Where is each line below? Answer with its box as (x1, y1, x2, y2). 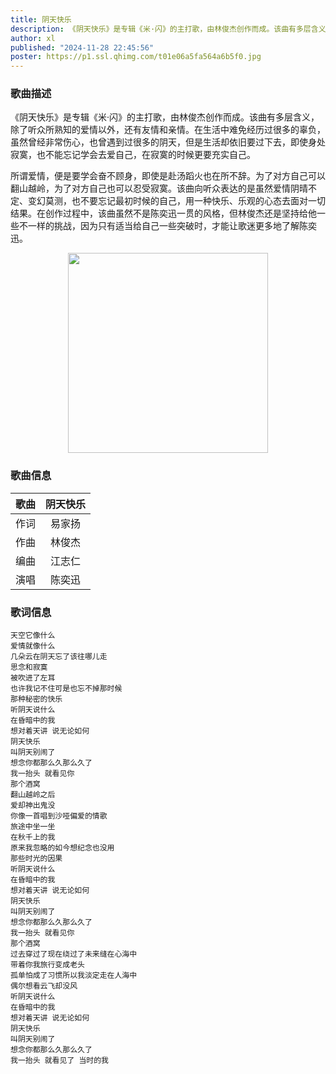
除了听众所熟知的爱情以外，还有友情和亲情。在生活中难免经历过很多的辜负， (10, 124, 326, 136)
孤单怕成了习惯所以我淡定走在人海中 (10, 971, 138, 981)
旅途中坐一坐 (10, 822, 56, 832)
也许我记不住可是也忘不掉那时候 (10, 684, 123, 694)
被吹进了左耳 (10, 673, 56, 683)
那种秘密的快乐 (10, 694, 63, 705)
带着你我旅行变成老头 (10, 960, 85, 970)
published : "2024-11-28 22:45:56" (10, 42, 155, 53)
